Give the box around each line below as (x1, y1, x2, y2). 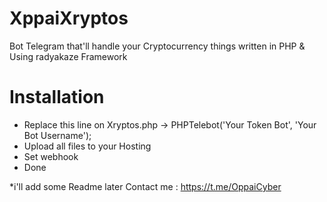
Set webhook (23, 150, 79, 162)
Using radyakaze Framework (9, 50, 128, 62)
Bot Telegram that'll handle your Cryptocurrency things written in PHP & (9, 40, 306, 52)
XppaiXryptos (9, 7, 129, 30)
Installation (9, 86, 105, 109)
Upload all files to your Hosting (23, 140, 152, 152)
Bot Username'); (23, 129, 92, 141)
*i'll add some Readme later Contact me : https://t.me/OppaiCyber (9, 180, 282, 192)
